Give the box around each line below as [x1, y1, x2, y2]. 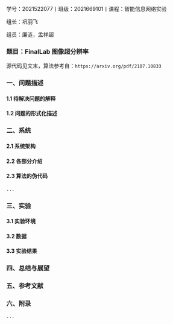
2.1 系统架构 [6, 142, 36, 150]
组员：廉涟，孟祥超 [6, 31, 54, 38]
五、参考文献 [6, 282, 44, 290]
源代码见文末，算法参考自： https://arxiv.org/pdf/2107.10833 [6, 62, 162, 69]
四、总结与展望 [6, 264, 50, 273]
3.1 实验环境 [6, 218, 36, 225]
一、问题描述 [6, 79, 44, 87]
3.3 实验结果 [6, 247, 37, 255]
